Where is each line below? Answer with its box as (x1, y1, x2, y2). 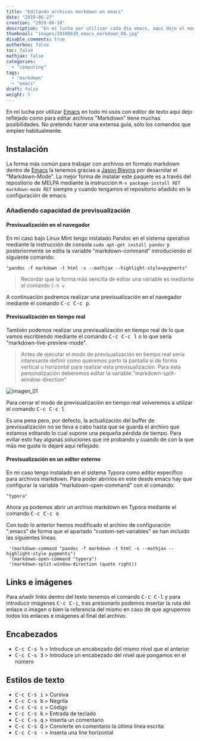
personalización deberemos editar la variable (20, 370, 132, 377)
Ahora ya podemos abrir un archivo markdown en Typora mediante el (6, 504, 177, 511)
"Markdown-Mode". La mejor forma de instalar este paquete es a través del (6, 173, 192, 180)
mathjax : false (6, 53, 44, 59)
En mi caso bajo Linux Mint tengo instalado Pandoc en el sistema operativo (6, 235, 190, 242)
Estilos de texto (6, 675, 65, 685)
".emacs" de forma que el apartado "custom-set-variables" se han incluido (6, 528, 190, 535)
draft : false (6, 86, 39, 92)
